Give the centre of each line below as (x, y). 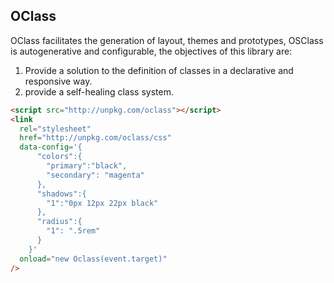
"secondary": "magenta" (95, 175)
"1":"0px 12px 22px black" (102, 203)
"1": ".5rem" (73, 231)
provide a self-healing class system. (99, 91)
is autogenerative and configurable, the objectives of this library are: (151, 51)
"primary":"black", (87, 166)
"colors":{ (59, 157)
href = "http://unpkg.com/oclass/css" (95, 138)
